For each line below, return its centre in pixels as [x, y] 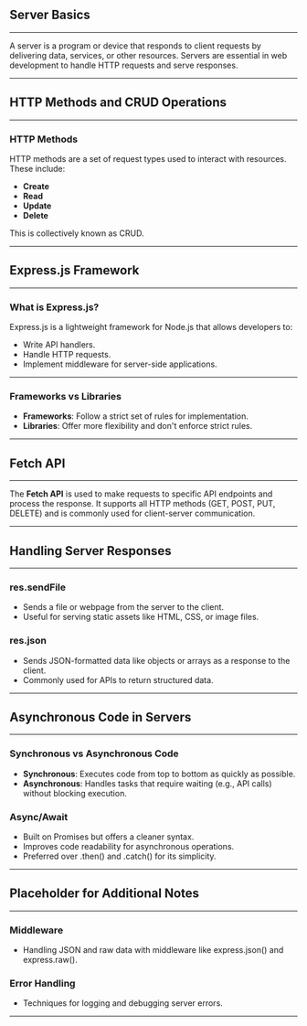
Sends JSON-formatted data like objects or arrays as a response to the [156, 660]
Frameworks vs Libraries [65, 396]
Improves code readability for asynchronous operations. [128, 846]
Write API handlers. [59, 345]
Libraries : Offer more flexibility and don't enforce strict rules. [138, 426]
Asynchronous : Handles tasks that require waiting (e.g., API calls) [147, 783]
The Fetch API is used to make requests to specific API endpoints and [141, 494]
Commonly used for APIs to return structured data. [118, 679]
